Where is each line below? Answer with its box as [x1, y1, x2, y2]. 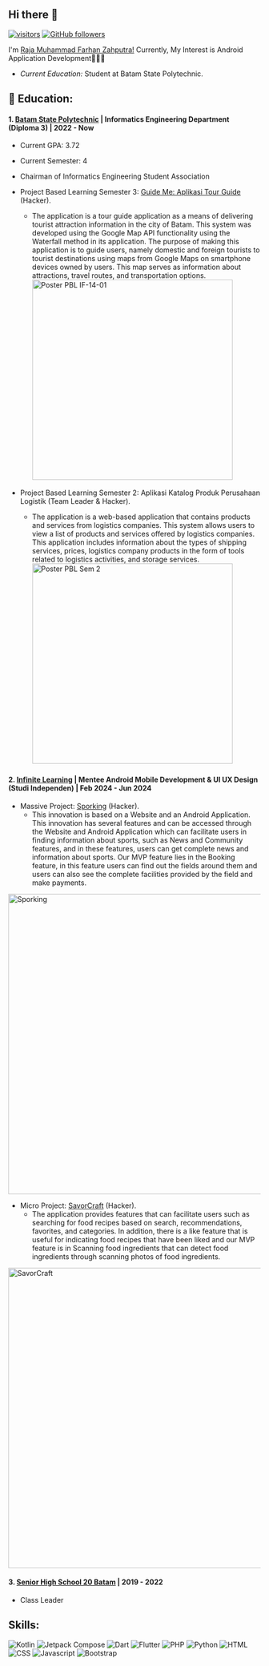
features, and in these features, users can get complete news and [31, 843, 249, 853]
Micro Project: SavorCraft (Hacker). [19, 1201, 137, 1210]
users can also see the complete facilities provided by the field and [31, 869, 254, 879]
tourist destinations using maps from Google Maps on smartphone [31, 254, 251, 264]
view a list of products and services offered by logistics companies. [31, 529, 255, 539]
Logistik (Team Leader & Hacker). [19, 497, 130, 506]
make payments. [31, 878, 86, 887]
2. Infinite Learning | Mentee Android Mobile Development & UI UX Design [8, 775, 259, 784]
